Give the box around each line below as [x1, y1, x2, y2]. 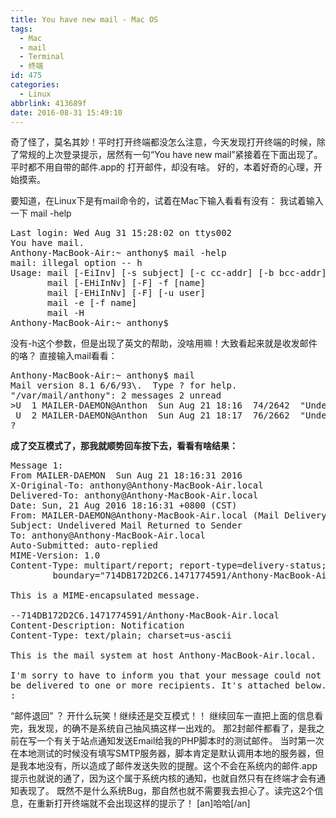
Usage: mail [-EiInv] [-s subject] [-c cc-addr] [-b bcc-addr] [10, 267, 327, 279]
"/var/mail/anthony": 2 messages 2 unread [10, 390, 222, 401]
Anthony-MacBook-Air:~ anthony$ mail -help [10, 247, 227, 259]
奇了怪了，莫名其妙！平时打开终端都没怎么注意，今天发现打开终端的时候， [10, 136, 317, 148]
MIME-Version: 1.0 [10, 550, 101, 561]
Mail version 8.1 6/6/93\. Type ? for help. [10, 380, 238, 391]
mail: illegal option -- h [10, 257, 143, 269]
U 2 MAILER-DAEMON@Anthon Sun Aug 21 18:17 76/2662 [15, 410, 290, 421]
